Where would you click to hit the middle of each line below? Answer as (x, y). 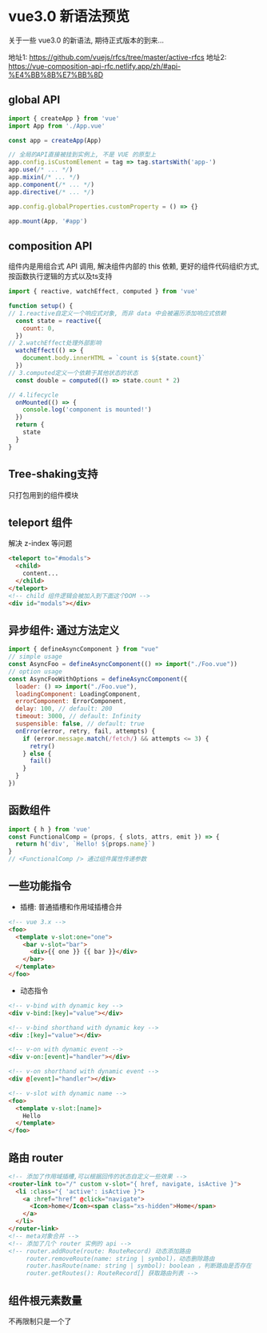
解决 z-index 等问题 (40, 543)
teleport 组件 (40, 522)
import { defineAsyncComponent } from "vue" (84, 649)
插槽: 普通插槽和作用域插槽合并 (71, 907)
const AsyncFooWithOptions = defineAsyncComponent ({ (98, 679)
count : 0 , (39, 328)
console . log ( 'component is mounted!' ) (87, 410)
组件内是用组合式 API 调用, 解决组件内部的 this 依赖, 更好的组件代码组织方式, (134, 266)
